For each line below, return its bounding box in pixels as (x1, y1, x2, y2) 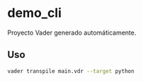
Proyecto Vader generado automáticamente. (7, 28, 137, 37)
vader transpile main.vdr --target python (7, 67, 135, 75)
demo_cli (7, 5, 62, 21)
